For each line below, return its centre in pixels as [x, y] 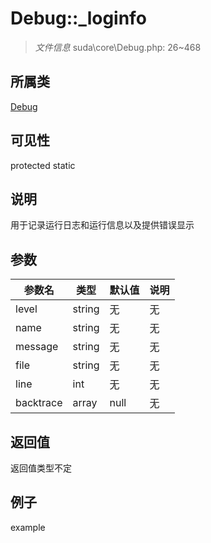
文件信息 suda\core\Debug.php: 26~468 [118, 47]
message [37, 347]
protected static [43, 165]
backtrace [39, 403]
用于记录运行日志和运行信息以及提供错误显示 [102, 225]
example [28, 527]
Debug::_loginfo [78, 18]
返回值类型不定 [41, 468]
